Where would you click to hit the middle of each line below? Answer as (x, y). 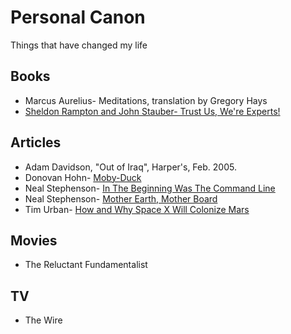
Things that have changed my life (79, 45)
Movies (34, 240)
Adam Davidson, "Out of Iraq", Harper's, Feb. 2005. (130, 167)
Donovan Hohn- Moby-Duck (83, 177)
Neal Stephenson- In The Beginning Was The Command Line (150, 188)
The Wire (43, 320)
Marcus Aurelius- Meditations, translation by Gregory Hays (146, 100)
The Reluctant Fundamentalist (86, 265)
